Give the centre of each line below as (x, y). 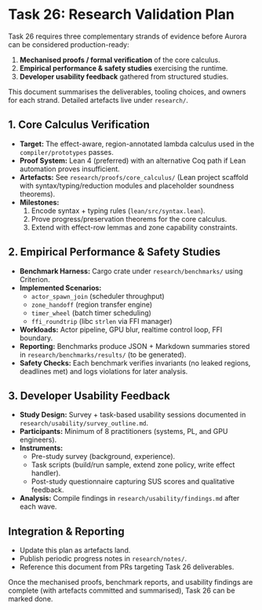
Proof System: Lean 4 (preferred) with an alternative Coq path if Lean (133, 160)
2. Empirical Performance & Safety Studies (115, 252)
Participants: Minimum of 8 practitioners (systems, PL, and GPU (124, 432)
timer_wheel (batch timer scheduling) (91, 313)
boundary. (36, 338)
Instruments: (41, 448)
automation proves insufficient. (69, 169)
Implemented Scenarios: (60, 288)
